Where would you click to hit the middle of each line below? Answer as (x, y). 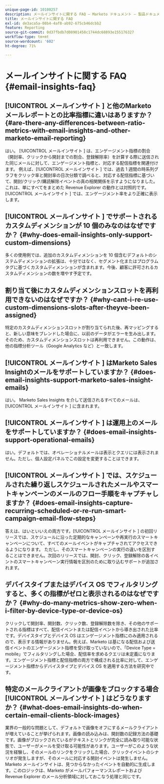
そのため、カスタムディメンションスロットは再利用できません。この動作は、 (82, 340)
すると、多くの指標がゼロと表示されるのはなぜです (82, 594)
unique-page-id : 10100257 (31, 10)
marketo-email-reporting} (46, 138)
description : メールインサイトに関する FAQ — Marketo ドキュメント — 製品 (75, 14)
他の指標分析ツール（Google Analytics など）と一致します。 (65, 346)
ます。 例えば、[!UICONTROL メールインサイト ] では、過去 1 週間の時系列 (80, 169)
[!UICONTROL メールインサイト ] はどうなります (78, 698)
